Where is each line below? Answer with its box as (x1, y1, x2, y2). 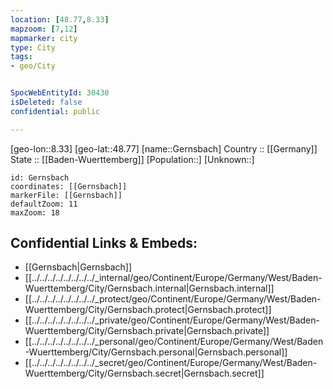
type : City (10, 42, 56, 53)
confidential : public (10, 106, 101, 116)
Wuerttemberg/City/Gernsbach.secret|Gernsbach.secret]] (24, 367, 265, 380)
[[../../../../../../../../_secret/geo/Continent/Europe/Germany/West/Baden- (24, 357, 318, 369)
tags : (10, 52, 33, 62)
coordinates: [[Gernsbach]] (10, 181, 128, 191)
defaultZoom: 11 (10, 199, 78, 209)
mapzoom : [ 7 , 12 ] (10, 24, 78, 34)
